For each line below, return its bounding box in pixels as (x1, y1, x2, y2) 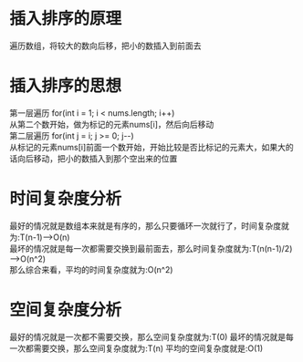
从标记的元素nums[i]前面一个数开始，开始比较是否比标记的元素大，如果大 (9, 141, 286, 152)
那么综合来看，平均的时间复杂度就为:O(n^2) (9, 264, 173, 274)
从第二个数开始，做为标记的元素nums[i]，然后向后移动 (9, 119, 214, 129)
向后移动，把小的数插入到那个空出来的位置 (16, 152, 178, 164)
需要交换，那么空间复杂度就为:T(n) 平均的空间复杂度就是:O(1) (33, 343, 264, 354)
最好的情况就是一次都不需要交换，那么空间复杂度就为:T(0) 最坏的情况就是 (9, 331, 287, 342)
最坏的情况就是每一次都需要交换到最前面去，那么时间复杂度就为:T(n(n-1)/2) (9, 243, 293, 253)
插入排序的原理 (9, 8, 122, 29)
